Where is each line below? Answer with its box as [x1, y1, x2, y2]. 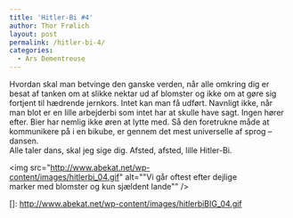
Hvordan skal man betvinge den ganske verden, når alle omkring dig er [9, 79, 270, 89]
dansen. [9, 135, 39, 146]
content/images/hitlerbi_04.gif [9, 172, 120, 182]
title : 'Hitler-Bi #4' [9, 12, 94, 22]
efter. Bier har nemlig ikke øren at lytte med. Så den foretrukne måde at [9, 117, 270, 127]
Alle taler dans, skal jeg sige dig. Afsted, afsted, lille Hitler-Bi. [9, 145, 232, 156]
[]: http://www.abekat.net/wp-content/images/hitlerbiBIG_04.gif [9, 198, 242, 209]
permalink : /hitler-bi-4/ [9, 37, 105, 47]
